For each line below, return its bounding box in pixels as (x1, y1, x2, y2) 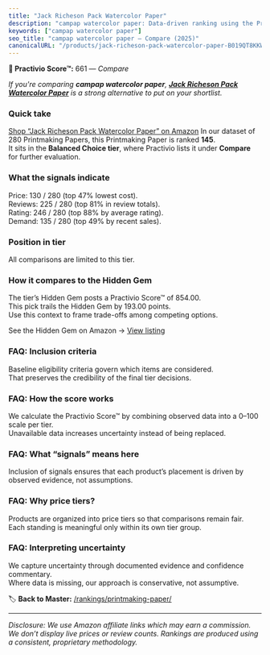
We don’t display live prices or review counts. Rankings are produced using (8, 628, 259, 638)
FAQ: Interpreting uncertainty (8, 542, 126, 553)
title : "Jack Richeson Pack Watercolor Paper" (8, 11, 167, 20)
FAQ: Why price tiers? (8, 495, 96, 507)
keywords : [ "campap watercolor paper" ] (8, 27, 142, 35)
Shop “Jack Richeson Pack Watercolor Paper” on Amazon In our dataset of (8, 126, 256, 136)
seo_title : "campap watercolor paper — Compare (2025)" (8, 34, 199, 43)
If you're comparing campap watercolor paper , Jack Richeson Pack (8, 80, 239, 89)
